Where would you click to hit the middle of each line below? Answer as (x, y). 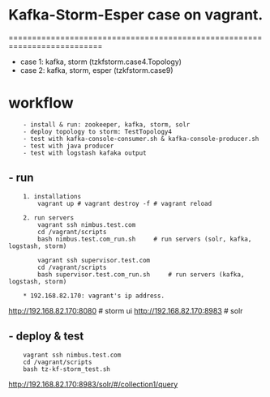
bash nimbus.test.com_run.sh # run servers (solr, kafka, (145, 239)
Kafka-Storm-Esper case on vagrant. (136, 15)
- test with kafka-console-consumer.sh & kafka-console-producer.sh (141, 139)
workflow (41, 103)
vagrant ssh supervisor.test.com (94, 260)
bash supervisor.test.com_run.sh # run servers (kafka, (141, 274)
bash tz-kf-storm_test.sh (67, 369)
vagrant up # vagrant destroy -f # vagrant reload (125, 203)
